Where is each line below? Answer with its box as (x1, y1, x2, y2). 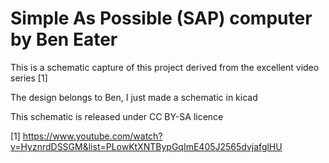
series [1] (10, 72, 48, 84)
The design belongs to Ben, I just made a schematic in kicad (10, 91, 258, 103)
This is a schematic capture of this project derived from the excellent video (10, 61, 320, 73)
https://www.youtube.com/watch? (22, 130, 163, 142)
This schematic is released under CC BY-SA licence (10, 110, 224, 122)
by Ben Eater (10, 28, 118, 51)
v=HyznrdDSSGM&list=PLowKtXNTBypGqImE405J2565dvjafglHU (10, 140, 283, 152)
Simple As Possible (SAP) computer (10, 7, 313, 30)
